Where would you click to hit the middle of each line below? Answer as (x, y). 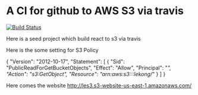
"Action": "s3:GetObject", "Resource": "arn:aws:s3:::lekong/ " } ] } (86, 74)
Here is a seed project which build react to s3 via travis (73, 38)
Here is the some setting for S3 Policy (53, 50)
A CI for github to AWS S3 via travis (95, 11)
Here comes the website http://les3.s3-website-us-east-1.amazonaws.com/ (99, 85)
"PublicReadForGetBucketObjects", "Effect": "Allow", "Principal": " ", (89, 68)
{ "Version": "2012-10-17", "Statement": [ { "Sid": (65, 61)
